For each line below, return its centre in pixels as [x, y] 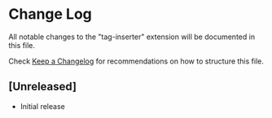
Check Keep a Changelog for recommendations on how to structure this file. [136, 61]
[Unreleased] [43, 87]
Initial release [42, 106]
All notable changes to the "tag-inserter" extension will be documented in [132, 37]
